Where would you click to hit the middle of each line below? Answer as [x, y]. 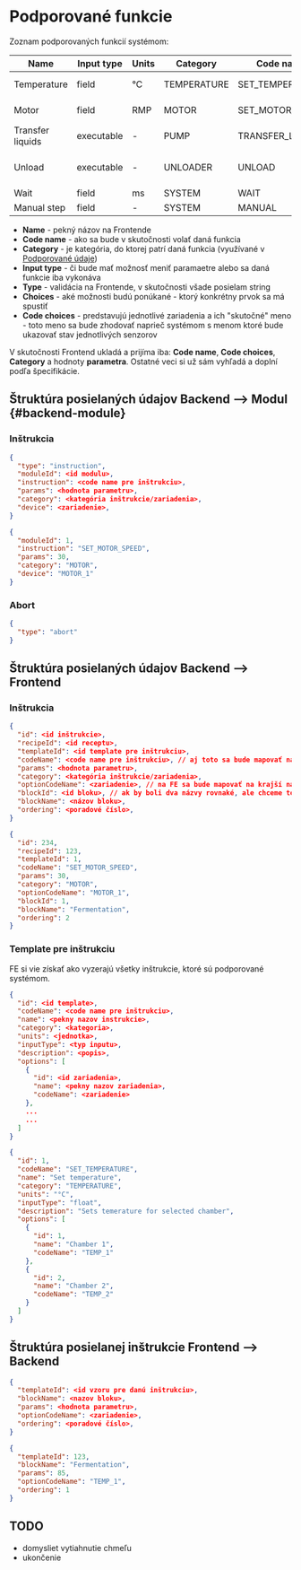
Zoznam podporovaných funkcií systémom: [89, 41]
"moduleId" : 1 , [46, 540]
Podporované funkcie [91, 17]
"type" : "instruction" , [61, 466]
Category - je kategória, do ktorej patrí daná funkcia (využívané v [143, 249]
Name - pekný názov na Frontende [87, 230]
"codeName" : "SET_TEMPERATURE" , [78, 1169]
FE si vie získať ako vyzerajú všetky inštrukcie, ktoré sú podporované [137, 968]
